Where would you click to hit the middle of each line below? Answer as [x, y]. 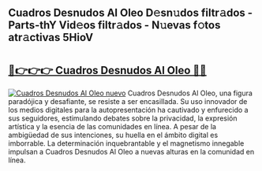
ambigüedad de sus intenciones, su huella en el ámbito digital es [113, 135]
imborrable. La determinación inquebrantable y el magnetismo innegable [126, 143]
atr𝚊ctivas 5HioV [51, 37]
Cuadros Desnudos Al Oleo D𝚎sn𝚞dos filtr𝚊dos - [131, 13]
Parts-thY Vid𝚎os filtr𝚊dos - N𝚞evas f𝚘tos [114, 26]
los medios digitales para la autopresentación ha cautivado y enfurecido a [128, 110]
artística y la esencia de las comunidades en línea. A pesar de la [112, 126]
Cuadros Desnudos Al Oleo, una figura [190, 93]
